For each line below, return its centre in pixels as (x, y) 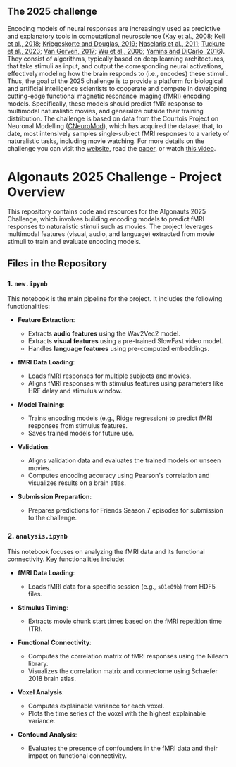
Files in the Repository (57, 264)
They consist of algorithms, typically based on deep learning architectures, (116, 59)
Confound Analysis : (47, 734)
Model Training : (41, 405)
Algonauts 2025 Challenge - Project (114, 177)
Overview (36, 192)
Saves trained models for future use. (81, 434)
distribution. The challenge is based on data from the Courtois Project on (113, 118)
